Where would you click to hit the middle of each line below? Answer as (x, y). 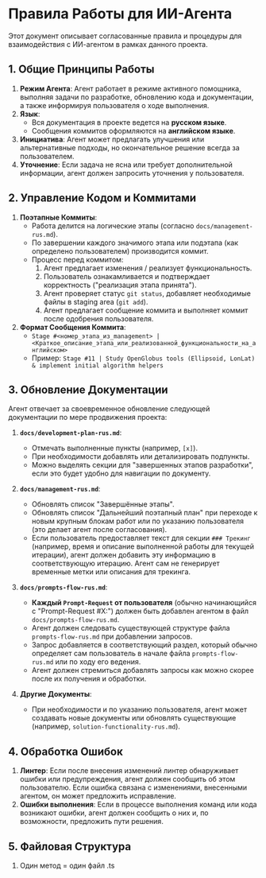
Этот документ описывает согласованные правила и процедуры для (125, 36)
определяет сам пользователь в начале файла (111, 654)
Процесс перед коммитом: (77, 259)
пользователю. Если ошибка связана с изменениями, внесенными (133, 787)
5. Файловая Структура (70, 847)
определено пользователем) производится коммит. (120, 251)
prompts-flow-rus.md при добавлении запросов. (112, 636)
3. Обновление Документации (88, 389)
